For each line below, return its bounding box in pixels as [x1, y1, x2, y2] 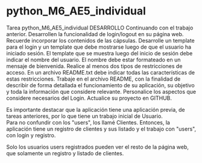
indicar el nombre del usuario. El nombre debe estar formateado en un [6, 56, 181, 63]
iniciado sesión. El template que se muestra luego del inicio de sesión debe [6, 49, 193, 57]
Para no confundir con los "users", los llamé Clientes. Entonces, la [6, 118, 171, 126]
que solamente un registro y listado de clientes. [6, 149, 124, 157]
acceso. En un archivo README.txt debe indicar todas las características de [6, 69, 195, 76]
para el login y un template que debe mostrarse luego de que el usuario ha [6, 43, 192, 51]
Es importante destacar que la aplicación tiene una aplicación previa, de [6, 106, 185, 113]
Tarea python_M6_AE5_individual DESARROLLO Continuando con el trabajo [6, 24, 194, 31]
